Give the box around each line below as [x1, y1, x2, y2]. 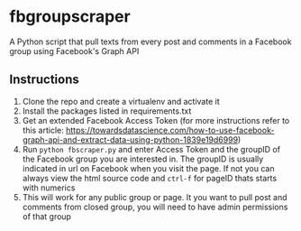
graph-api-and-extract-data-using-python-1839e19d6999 [22, 134, 239, 145]
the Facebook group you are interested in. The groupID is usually [22, 153, 264, 164]
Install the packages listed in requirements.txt [22, 106, 192, 116]
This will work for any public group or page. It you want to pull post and [22, 191, 287, 202]
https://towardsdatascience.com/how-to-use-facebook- [66, 125, 275, 135]
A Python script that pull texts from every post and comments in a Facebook [9, 36, 292, 47]
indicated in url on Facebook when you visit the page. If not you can [22, 162, 275, 173]
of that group [22, 210, 72, 222]
